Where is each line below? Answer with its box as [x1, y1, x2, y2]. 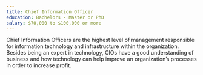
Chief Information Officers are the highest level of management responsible [6, 37, 195, 44]
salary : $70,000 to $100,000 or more [6, 20, 102, 26]
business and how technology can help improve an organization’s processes [6, 55, 197, 63]
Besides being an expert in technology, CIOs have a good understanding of [6, 49, 194, 56]
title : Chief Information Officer [6, 8, 94, 15]
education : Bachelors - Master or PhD [6, 14, 104, 20]
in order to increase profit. [6, 62, 72, 69]
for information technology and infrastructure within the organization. [6, 43, 179, 50]
